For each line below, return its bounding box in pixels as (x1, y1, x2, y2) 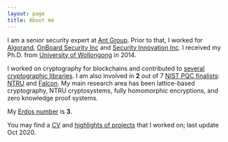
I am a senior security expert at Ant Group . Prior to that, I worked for (7, 35, 204, 44)
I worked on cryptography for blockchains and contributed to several (7, 64, 205, 72)
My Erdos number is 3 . (7, 107, 73, 116)
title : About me (7, 17, 54, 24)
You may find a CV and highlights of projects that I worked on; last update (7, 120, 220, 129)
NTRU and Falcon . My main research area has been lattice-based (7, 79, 195, 87)
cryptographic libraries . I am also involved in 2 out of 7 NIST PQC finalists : (7, 71, 220, 80)
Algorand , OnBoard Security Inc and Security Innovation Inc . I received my (7, 43, 221, 52)
